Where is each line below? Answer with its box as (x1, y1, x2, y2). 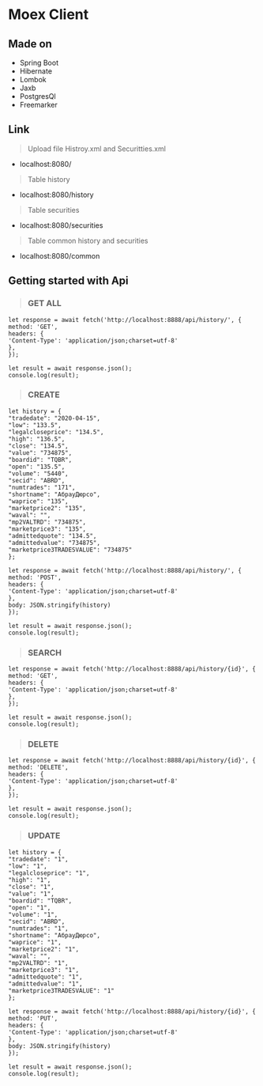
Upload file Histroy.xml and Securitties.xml (27, 144, 166, 153)
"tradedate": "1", (8, 855, 69, 863)
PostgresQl (19, 92, 57, 100)
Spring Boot (19, 58, 59, 67)
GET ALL (27, 298, 62, 309)
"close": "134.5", (8, 441, 69, 450)
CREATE (27, 389, 61, 400)
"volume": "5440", (8, 469, 69, 478)
